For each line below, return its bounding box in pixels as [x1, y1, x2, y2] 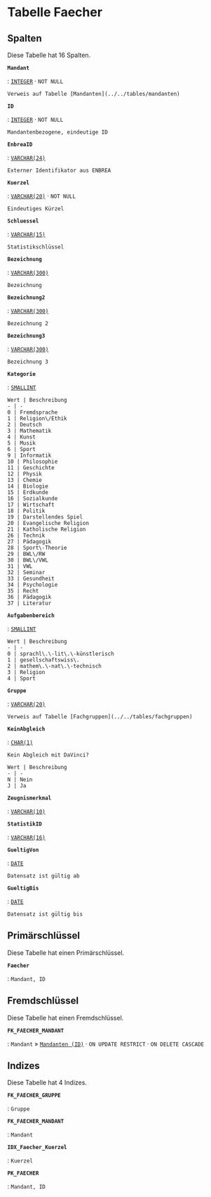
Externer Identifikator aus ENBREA [7, 167, 111, 174]
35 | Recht [7, 588, 39, 595]
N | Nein [7, 776, 33, 783]
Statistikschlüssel [7, 243, 64, 251]
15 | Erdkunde [7, 489, 49, 496]
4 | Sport [7, 675, 36, 682]
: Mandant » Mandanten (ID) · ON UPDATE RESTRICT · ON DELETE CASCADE [7, 1039, 205, 1048]
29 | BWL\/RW [7, 550, 46, 557]
